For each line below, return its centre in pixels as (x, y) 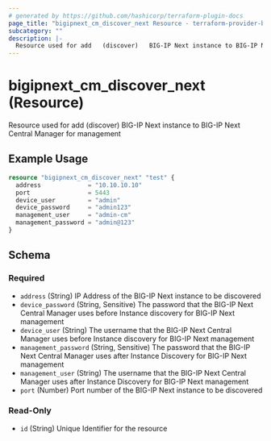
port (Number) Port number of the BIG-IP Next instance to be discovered (141, 390)
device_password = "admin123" (73, 208)
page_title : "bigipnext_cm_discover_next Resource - (99, 23)
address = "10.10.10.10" (79, 185)
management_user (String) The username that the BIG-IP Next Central (133, 372)
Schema (29, 255)
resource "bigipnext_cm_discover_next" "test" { (92, 177)
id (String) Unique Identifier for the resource (94, 428)
